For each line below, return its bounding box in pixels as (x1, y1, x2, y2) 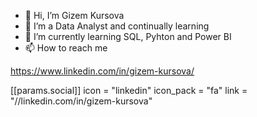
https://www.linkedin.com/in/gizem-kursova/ (10, 65, 195, 77)
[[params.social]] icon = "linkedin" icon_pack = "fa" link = (10, 85, 248, 96)
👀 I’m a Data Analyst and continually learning (24, 20, 210, 32)
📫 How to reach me (24, 42, 108, 54)
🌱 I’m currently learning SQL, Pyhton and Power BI (24, 31, 232, 42)
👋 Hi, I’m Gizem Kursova (24, 10, 125, 21)
